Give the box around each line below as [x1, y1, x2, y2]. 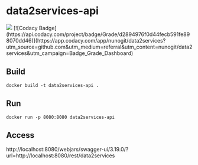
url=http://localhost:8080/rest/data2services [6, 152, 115, 159]
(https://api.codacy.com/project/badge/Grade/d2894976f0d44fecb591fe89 [6, 31, 190, 38]
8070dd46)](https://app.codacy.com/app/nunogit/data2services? [6, 37, 166, 44]
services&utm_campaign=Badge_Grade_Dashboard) [6, 49, 134, 57]
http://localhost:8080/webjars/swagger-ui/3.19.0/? [6, 146, 129, 153]
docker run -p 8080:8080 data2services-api [6, 114, 115, 120]
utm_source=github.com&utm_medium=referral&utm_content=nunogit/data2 [6, 43, 193, 50]
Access [6, 130, 34, 140]
